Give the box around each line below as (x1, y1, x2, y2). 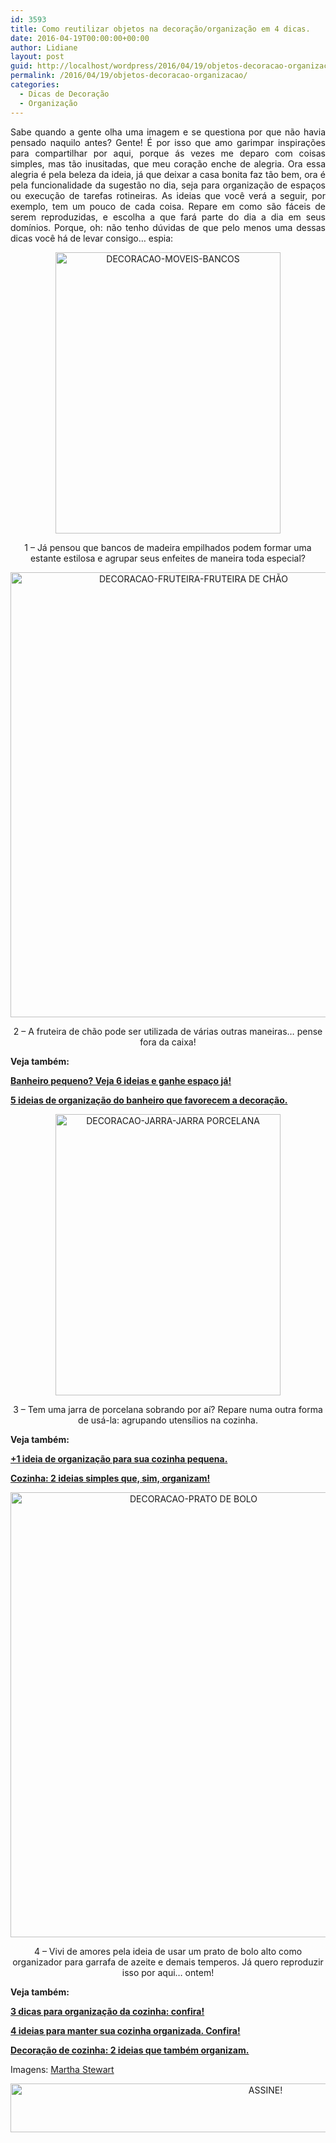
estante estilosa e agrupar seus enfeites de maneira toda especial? (29, 552, 307, 564)
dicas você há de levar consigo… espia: (10, 232, 174, 244)
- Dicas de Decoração (19, 89, 110, 99)
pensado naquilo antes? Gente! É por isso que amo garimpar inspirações (10, 136, 326, 148)
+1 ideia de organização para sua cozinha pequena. (10, 1452, 228, 1465)
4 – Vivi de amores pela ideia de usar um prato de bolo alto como (33, 1945, 303, 1957)
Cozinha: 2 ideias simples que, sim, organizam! (10, 1472, 211, 1484)
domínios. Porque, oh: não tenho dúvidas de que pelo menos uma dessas (10, 221, 326, 233)
